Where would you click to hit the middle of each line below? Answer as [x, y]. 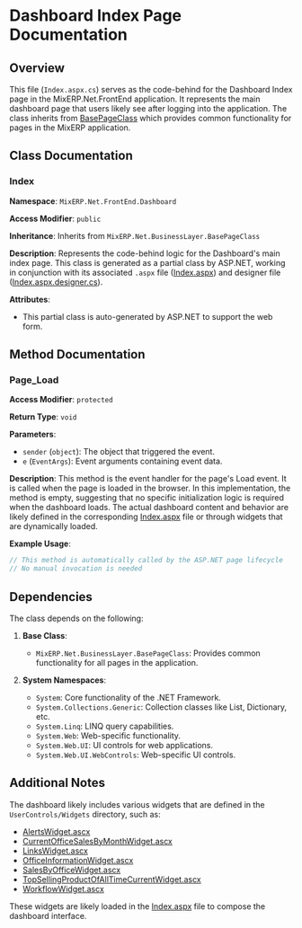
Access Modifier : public [55, 218]
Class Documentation [71, 156]
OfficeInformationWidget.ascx [78, 860]
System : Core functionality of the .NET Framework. [129, 697]
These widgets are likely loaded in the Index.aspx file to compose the [138, 906]
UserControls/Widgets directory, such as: [85, 814]
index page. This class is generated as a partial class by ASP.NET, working [147, 262]
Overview [37, 68]
